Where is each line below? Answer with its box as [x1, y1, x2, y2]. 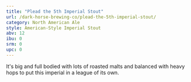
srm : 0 [6, 42, 22, 47]
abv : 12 [6, 30, 25, 36]
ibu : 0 [6, 36, 22, 42]
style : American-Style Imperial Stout [6, 25, 101, 31]
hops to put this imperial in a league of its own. [6, 69, 119, 76]
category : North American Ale [6, 19, 81, 25]
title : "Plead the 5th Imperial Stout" [6, 8, 104, 15]
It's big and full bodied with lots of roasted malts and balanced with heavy [6, 63, 185, 70]
